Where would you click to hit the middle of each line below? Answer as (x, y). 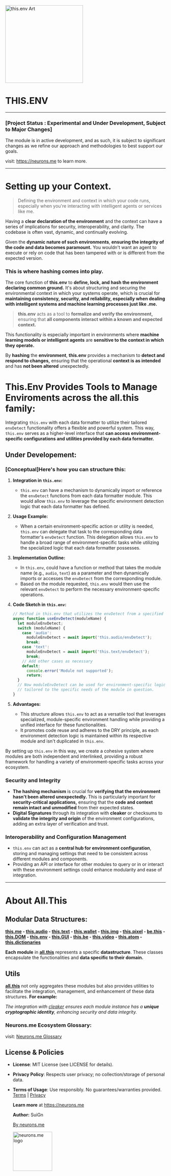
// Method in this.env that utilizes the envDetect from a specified (88, 614)
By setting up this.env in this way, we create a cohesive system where (80, 751)
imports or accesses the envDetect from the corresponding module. (91, 579)
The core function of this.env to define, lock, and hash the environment (82, 283)
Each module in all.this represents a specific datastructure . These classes (84, 952)
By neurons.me (28, 1125)
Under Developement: (41, 455)
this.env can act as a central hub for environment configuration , (82, 848)
